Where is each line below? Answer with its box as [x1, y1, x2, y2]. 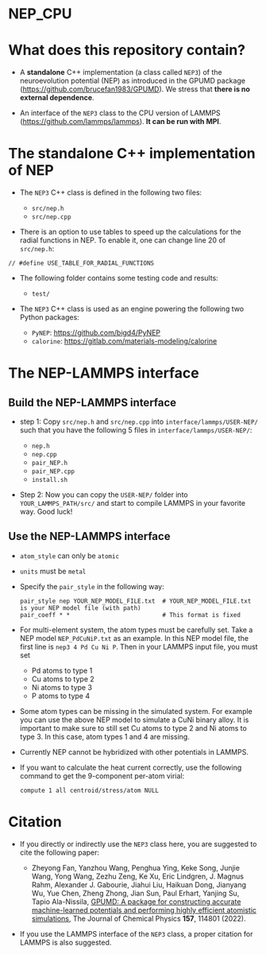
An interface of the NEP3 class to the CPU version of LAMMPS [19, 108, 221, 118]
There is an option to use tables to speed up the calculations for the [19, 227, 241, 237]
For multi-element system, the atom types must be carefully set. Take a [19, 625, 253, 635]
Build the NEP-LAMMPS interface [8, 395, 177, 410]
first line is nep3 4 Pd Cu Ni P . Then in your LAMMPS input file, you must [19, 642, 258, 651]
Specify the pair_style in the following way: [19, 581, 164, 591]
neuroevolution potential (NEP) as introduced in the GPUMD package [19, 76, 246, 86]
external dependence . [19, 93, 94, 103]
